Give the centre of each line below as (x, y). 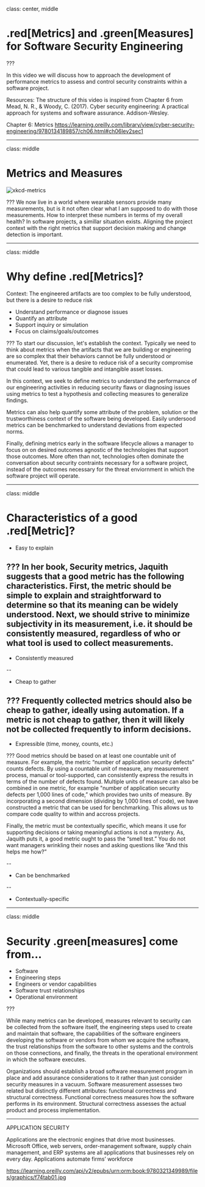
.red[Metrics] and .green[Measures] (100, 34)
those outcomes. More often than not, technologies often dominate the (95, 456)
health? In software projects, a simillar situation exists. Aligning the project (99, 221)
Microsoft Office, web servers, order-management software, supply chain (99, 1146)
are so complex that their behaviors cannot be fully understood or (89, 356)
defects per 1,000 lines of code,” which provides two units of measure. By (99, 795)
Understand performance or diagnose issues (71, 312)
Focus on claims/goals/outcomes (57, 331)
